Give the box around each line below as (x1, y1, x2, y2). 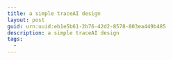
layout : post (7, 17, 45, 23)
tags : (7, 36, 23, 43)
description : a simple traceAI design (7, 29, 120, 37)
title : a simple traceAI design (7, 10, 101, 17)
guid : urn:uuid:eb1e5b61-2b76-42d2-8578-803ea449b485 (7, 23, 167, 30)
